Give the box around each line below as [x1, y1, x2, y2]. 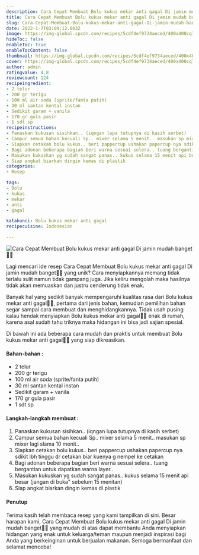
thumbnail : [6, 53, 33, 59]
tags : [6, 179, 20, 186]
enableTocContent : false [6, 48, 68, 53]
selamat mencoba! [6, 543, 52, 550]
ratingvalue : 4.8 [6, 70, 49, 75]
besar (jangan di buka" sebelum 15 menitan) [14, 478, 123, 485]
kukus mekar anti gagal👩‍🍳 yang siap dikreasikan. [6, 336, 126, 343]
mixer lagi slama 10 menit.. [14, 440, 80, 447]
